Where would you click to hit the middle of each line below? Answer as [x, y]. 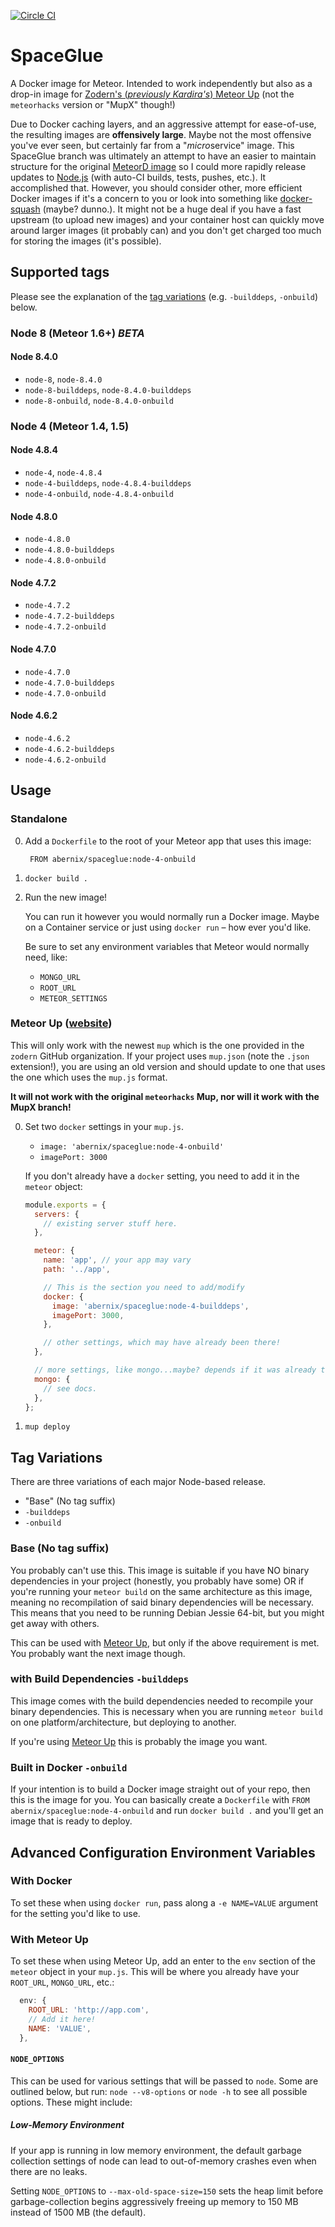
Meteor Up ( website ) [61, 1023]
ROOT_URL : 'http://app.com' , [89, 2010]
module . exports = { [65, 1205]
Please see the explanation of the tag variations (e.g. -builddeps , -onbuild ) [164, 296]
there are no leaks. [49, 2171]
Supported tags [60, 272]
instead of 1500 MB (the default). [78, 2212]
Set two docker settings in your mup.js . [104, 1126]
